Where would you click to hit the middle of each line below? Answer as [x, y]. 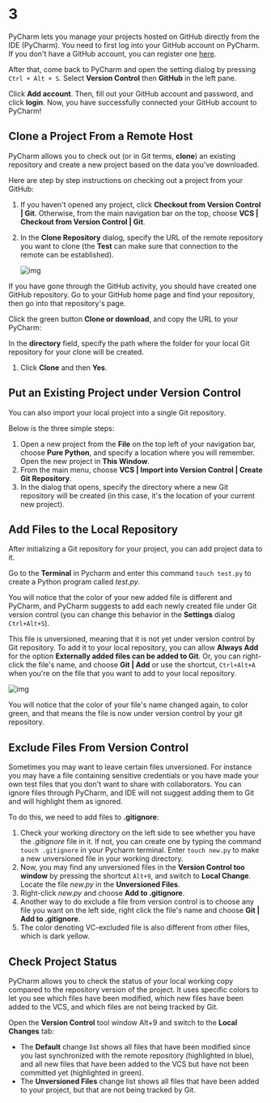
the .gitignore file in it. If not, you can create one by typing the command [140, 841]
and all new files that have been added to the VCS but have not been [134, 1064]
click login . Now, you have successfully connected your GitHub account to [133, 102]
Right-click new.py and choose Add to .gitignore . [102, 893]
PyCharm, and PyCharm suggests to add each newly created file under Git [133, 606]
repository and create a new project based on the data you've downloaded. [134, 164]
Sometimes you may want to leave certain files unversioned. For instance [130, 767]
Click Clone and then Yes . [64, 367]
